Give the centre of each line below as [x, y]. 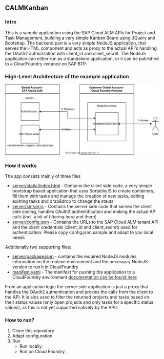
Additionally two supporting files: [38, 247]
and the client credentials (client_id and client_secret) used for [75, 227]
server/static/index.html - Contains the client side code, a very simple [82, 186]
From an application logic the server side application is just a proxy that [77, 287]
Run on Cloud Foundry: [43, 352]
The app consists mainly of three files [43, 176]
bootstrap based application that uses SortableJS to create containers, [83, 191]
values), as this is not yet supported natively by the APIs [61, 308]
